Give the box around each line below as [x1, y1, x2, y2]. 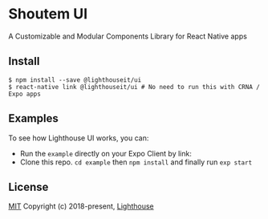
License [8, 180, 49, 193]
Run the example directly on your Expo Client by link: [19, 148, 193, 158]
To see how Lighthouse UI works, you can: [8, 133, 149, 143]
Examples [8, 112, 59, 125]
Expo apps [8, 90, 42, 98]
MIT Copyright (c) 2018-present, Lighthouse [8, 201, 154, 211]
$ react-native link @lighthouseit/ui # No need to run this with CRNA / [8, 83, 261, 91]
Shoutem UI [8, 5, 88, 23]
